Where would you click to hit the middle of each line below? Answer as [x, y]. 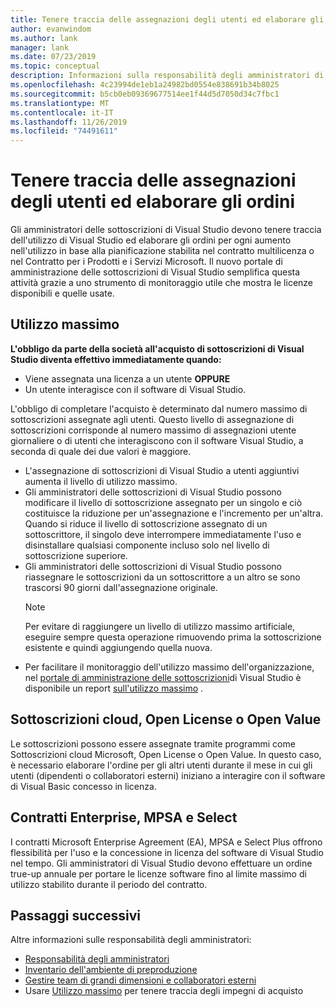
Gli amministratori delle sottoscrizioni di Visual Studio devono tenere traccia [166, 230]
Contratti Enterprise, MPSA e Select [124, 817]
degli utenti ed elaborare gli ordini [153, 202]
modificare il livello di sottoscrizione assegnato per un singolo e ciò [163, 502]
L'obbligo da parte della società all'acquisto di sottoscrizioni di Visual [157, 348]
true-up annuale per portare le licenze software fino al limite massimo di [158, 873]
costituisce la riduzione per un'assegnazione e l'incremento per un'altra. [174, 513]
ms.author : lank [44, 38]
